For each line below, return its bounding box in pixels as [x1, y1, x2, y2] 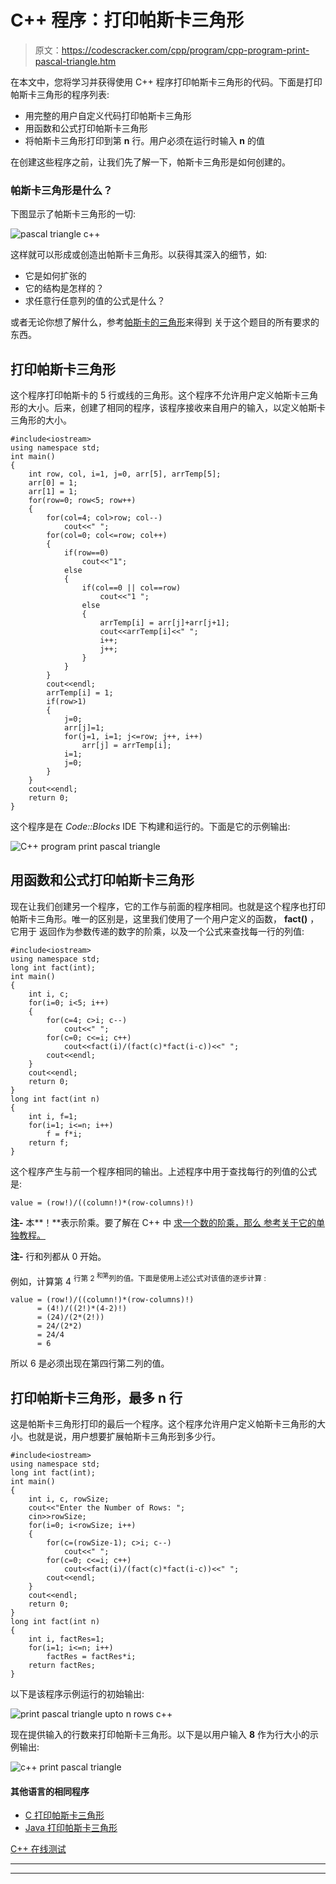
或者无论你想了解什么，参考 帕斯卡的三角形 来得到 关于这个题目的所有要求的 [10, 316, 320, 328]
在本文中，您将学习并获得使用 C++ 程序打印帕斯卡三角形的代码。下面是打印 [10, 76, 323, 88]
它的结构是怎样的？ [24, 282, 105, 295]
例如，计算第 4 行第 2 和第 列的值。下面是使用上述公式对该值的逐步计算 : [10, 1271, 267, 1287]
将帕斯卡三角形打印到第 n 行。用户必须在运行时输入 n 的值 [24, 134, 265, 146]
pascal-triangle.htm [34, 55, 117, 67]
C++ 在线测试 [10, 1843, 67, 1855]
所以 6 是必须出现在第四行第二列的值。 [10, 1357, 170, 1370]
